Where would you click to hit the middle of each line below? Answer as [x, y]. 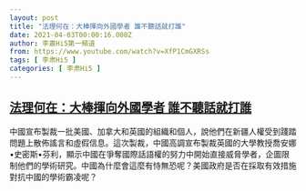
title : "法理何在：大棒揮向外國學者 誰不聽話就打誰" [98, 26]
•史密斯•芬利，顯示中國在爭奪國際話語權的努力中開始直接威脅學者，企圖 [146, 154]
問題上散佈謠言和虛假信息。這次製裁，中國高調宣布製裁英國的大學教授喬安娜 [153, 143]
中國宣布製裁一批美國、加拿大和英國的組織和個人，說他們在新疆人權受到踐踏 [153, 131]
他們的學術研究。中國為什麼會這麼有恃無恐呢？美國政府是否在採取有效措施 [157, 166]
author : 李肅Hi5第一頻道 [52, 43]
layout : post [34, 18]
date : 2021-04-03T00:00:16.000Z [71, 35]
